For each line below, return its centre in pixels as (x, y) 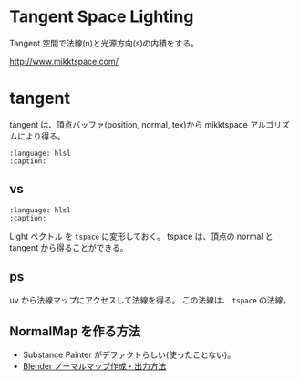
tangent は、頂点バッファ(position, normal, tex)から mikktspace (129, 124)
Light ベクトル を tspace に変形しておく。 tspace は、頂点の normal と (141, 236)
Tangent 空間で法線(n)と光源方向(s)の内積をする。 (104, 43)
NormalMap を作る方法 (75, 331)
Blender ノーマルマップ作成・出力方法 (94, 366)
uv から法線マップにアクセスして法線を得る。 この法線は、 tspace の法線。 (150, 300)
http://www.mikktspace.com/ (64, 61)
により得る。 (41, 136)
